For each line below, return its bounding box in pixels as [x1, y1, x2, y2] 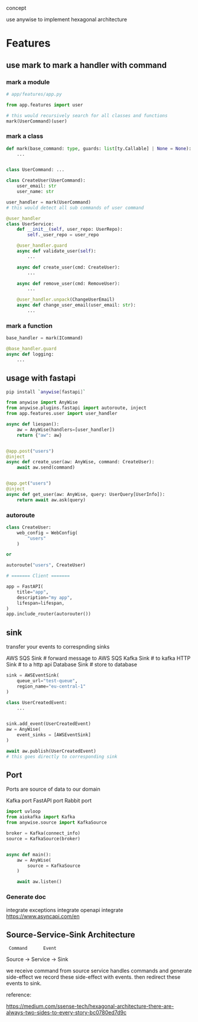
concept [6, 5, 27, 11]
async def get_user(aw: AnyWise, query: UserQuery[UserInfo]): [6, 491, 165, 497]
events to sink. [6, 980, 42, 987]
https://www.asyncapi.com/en [6, 913, 80, 920]
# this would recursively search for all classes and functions [6, 112, 168, 118]
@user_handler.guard [17, 243, 67, 249]
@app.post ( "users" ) [6, 448, 54, 454]
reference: [6, 991, 31, 998]
